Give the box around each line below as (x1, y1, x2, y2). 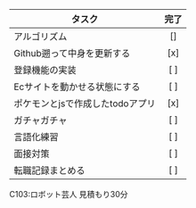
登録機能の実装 (13, 64, 78, 76)
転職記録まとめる (13, 164, 86, 177)
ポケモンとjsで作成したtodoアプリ (13, 97, 156, 110)
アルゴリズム (13, 30, 68, 43)
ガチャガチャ (13, 114, 68, 126)
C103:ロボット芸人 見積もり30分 (9, 189, 128, 199)
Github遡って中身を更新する (13, 47, 131, 59)
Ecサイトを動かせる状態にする (13, 80, 141, 93)
